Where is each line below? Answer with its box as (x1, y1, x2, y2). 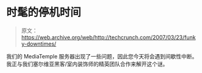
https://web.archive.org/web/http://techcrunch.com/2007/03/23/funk (21, 33, 196, 41)
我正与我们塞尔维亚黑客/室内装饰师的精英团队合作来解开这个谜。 (6, 60, 169, 68)
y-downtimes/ (21, 40, 57, 47)
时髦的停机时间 (6, 5, 82, 19)
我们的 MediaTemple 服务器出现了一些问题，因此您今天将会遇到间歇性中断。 (6, 52, 198, 60)
